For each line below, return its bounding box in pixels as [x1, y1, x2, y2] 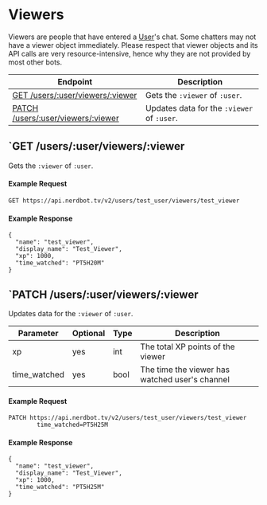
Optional [72, 327, 106, 339]
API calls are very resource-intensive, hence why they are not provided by [8, 49, 251, 58]
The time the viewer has [140, 364, 230, 375]
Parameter [17, 327, 59, 339]
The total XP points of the [140, 341, 235, 352]
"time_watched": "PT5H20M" [15, 259, 105, 268]
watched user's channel [140, 374, 230, 385]
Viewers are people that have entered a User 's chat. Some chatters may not [8, 32, 257, 41]
